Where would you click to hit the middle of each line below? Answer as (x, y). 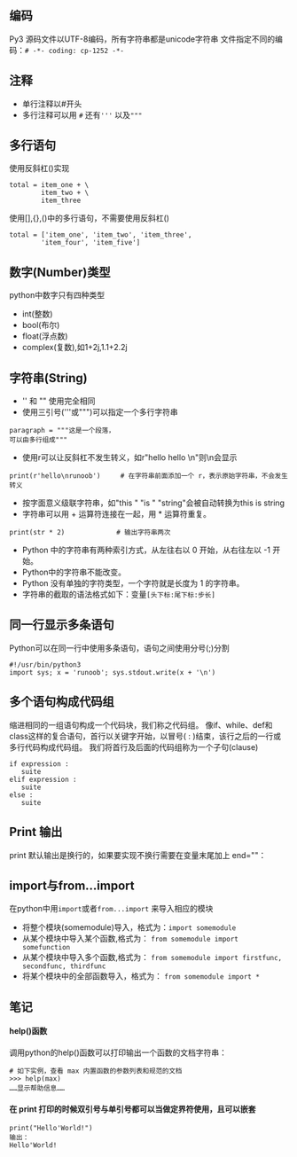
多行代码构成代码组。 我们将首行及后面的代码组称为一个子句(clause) (134, 747)
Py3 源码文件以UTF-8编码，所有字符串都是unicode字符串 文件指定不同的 (142, 39)
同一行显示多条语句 (62, 625)
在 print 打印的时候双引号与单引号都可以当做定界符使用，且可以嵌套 (133, 1109)
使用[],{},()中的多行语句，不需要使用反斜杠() (90, 218)
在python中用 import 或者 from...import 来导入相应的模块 (111, 909)
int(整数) (37, 314)
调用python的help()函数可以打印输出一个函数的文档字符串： (118, 1052)
